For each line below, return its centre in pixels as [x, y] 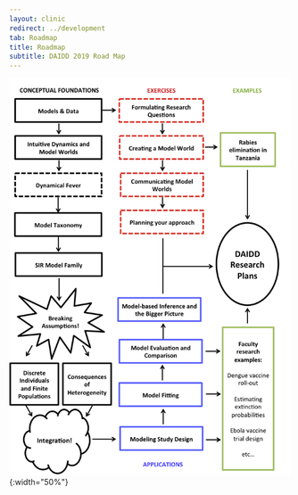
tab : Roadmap [33, 37]
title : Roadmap [37, 47]
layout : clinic [37, 19]
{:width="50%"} [39, 482]
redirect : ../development [57, 28]
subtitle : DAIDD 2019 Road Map [67, 57]
